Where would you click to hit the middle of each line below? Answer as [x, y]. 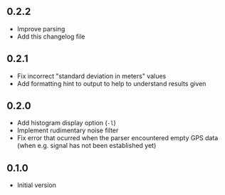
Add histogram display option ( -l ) [67, 123]
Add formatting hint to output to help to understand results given [111, 83]
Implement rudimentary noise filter [68, 130]
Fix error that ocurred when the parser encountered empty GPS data [117, 138]
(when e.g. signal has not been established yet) [87, 146]
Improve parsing [41, 28]
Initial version [36, 185]
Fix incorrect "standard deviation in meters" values [91, 76]
